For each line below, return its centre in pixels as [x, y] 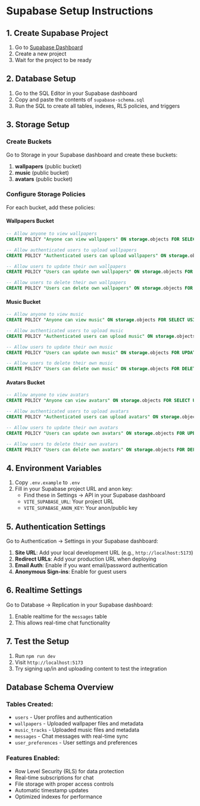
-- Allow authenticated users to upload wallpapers [71, 250]
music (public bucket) [42, 173]
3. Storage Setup [38, 124]
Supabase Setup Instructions [80, 11]
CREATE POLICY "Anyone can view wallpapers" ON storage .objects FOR [93, 239]
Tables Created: [30, 704]
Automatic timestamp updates [51, 790]
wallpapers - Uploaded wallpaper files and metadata [79, 724]
